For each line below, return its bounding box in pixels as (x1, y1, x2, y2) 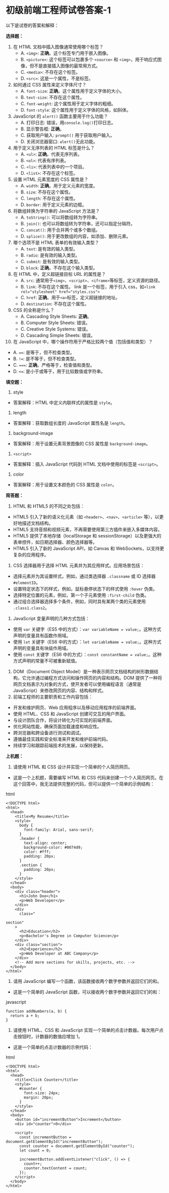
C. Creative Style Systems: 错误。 (20, 326, 91, 332)
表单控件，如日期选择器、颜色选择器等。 (13, 539, 97, 545)
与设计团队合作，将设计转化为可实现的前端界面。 (13, 717, 115, 723)
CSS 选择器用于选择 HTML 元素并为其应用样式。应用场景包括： (13, 562, 145, 568)
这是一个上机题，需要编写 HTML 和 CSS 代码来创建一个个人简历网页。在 (13, 774, 163, 780)
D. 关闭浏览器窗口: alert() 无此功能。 (20, 138, 98, 144)
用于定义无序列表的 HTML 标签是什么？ (13, 144, 95, 151)
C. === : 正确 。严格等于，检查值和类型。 (13, 362, 95, 368)
